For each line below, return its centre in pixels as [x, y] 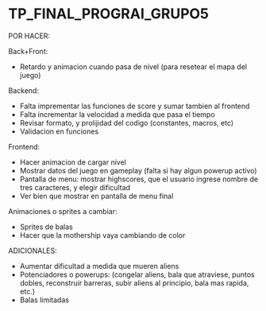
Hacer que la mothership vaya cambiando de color [102, 235]
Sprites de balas [46, 227]
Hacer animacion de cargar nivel [73, 162]
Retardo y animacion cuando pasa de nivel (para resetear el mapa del [133, 66]
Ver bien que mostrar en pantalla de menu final [96, 196]
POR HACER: [29, 36]
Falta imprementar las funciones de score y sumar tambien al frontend [135, 106]
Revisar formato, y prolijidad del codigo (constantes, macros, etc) [127, 122]
